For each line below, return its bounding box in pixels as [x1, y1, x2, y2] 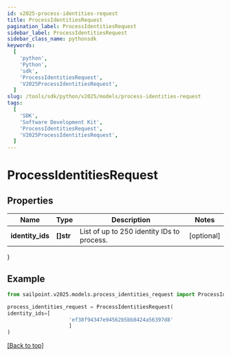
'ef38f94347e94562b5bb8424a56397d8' [68, 316, 174, 323]
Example [7, 273, 45, 285]
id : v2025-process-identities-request [7, 10, 118, 17]
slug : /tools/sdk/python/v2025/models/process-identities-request [7, 93, 201, 100]
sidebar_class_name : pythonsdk [7, 36, 97, 43]
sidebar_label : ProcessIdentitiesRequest [7, 29, 128, 36]
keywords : [7, 42, 36, 49]
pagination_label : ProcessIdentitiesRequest [7, 23, 137, 30]
